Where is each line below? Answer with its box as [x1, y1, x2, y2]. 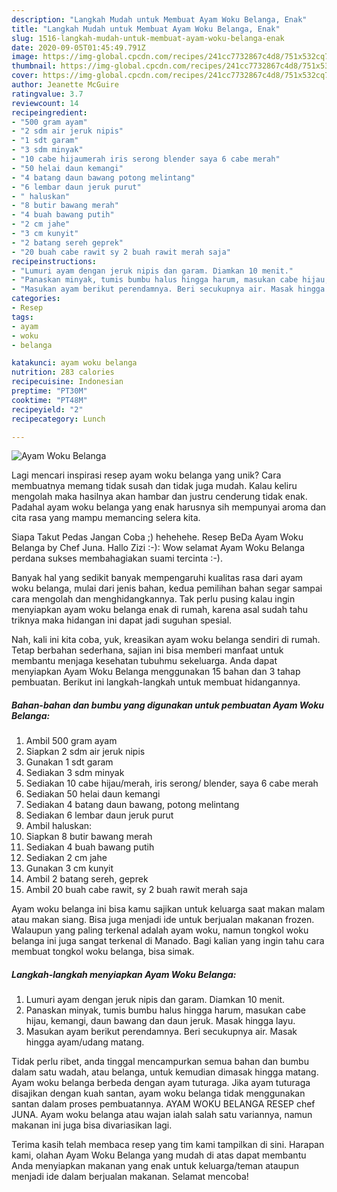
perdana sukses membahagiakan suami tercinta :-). [11, 552, 223, 565]
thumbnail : [11, 61, 57, 71]
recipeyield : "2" [11, 404, 84, 415]
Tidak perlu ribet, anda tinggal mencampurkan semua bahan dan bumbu [11, 1056, 309, 1068]
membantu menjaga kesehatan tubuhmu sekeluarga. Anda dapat [11, 655, 278, 667]
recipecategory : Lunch [11, 414, 106, 424]
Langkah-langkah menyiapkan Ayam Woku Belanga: [11, 968, 237, 980]
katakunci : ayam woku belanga [11, 358, 138, 368]
